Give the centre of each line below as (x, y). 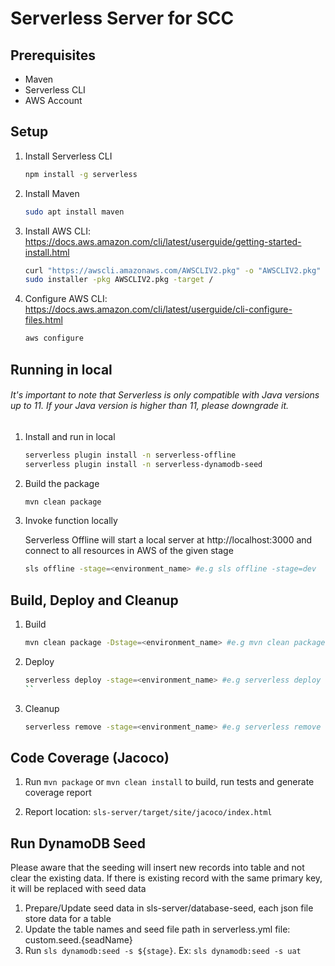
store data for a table (68, 919)
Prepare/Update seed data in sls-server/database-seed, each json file (169, 908)
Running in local (61, 369)
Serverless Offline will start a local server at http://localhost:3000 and (168, 540)
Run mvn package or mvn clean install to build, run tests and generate (169, 782)
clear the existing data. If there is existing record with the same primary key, (166, 878)
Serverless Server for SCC (122, 18)
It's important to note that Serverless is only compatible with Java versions (165, 395)
